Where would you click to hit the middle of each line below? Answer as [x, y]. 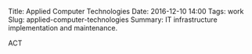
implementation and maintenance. [63, 28]
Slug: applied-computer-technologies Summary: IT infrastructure [113, 20]
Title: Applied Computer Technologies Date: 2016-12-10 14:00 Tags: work [126, 11]
